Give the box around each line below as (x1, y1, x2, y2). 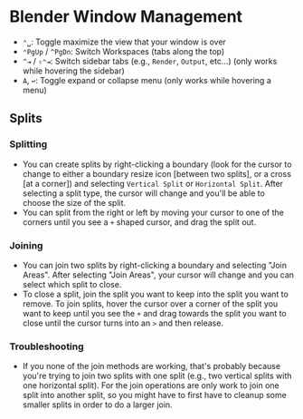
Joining (9, 239, 43, 251)
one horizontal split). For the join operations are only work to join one (22, 380, 279, 391)
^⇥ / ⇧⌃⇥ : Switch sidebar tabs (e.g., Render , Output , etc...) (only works (22, 55, 278, 66)
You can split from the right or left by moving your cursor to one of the (22, 207, 285, 218)
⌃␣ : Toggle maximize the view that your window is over (22, 36, 226, 47)
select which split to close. (22, 278, 122, 289)
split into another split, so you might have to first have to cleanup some (22, 390, 287, 401)
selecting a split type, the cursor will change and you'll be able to (22, 188, 265, 199)
